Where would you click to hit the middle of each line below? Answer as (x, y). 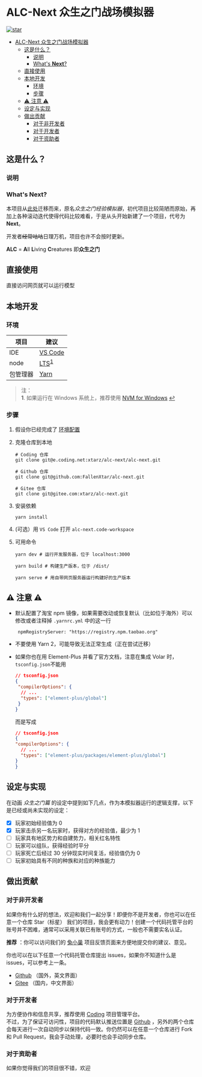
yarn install (31, 517)
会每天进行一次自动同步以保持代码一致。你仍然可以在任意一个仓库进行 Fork (99, 1029)
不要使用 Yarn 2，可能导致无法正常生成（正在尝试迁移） (84, 644)
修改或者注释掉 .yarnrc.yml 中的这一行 (63, 621)
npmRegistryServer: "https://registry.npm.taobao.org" (88, 632)
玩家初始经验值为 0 (38, 823)
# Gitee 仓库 (30, 488)
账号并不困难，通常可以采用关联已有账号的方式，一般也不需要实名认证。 (96, 929)
